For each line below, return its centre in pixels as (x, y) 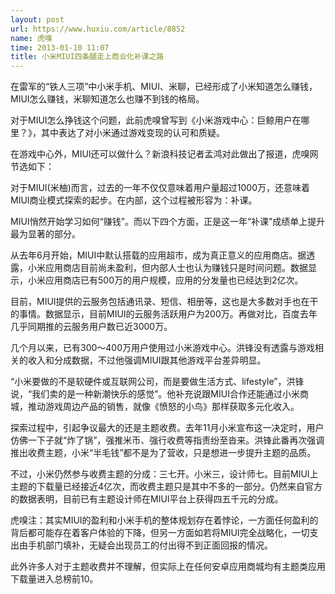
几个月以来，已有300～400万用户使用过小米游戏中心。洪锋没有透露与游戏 (163, 348)
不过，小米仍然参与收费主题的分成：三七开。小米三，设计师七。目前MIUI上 (164, 474)
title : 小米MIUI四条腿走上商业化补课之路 (87, 57)
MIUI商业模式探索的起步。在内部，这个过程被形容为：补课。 (134, 200)
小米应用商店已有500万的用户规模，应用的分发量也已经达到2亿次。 (165, 280)
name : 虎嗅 (31, 38)
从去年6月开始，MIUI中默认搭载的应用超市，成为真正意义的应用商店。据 (158, 255)
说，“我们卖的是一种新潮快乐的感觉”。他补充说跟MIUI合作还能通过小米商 (159, 394)
